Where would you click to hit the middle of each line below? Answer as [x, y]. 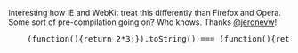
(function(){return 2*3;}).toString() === [121, 39]
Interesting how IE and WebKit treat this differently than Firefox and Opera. [145, 13]
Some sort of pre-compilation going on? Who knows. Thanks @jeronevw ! [143, 22]
